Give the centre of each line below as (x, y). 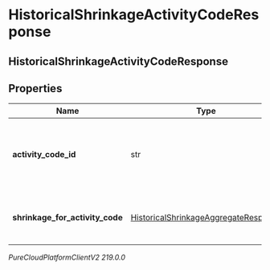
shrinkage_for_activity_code (67, 218)
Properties (35, 89)
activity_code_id (44, 155)
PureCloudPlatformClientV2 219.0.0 (67, 257)
